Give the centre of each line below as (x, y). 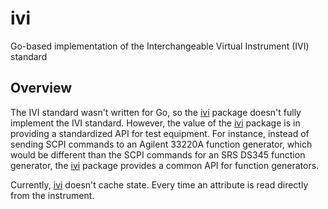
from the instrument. (52, 195)
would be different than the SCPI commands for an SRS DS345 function (158, 154)
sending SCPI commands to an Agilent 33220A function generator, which (161, 144)
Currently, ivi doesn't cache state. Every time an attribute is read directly (159, 184)
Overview (41, 88)
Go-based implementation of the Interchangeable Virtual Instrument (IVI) (160, 46)
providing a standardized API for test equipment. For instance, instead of (160, 133)
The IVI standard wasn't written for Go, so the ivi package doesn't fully (156, 112)
